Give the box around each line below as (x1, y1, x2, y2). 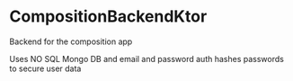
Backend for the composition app (9, 36, 133, 47)
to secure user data (9, 63, 82, 74)
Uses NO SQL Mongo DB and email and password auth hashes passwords (9, 53, 285, 64)
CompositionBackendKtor (9, 6, 208, 27)
